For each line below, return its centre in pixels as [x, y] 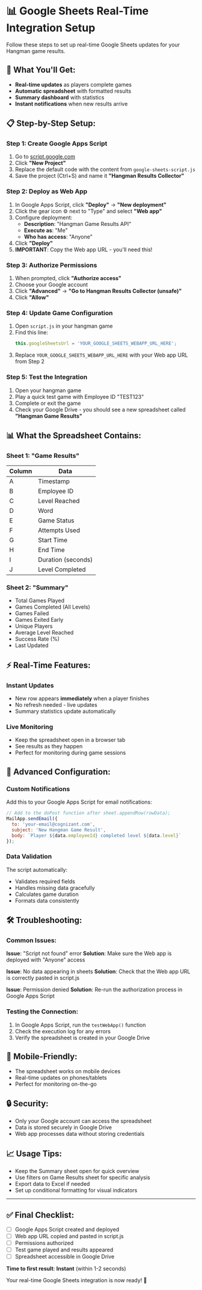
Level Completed [62, 569]
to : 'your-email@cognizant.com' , [54, 824]
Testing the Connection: [42, 1012]
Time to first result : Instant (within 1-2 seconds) [66, 1269]
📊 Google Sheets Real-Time [78, 11]
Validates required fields [45, 881]
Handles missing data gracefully [55, 888]
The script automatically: [37, 869]
